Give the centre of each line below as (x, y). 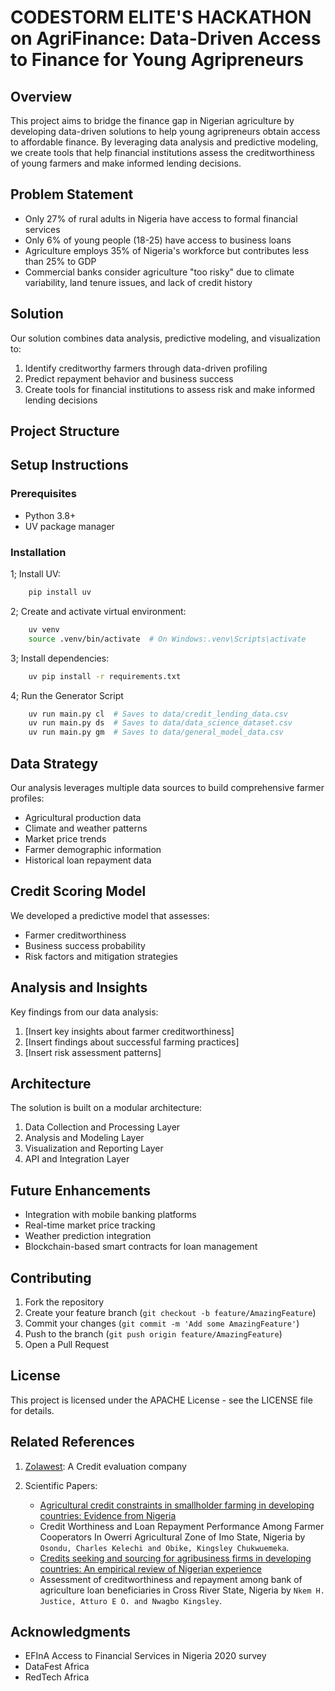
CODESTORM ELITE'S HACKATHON (161, 17)
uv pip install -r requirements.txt (105, 676)
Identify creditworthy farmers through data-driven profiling (146, 368)
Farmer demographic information (93, 849)
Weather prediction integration (88, 1236)
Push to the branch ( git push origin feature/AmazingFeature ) (153, 1334)
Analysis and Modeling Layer (84, 1138)
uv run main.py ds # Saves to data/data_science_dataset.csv (160, 723)
